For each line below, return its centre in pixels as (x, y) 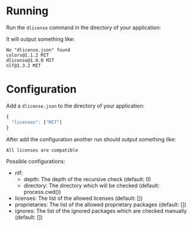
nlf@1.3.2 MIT (24, 66)
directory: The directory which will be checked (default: (91, 185)
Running (27, 11)
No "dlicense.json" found (38, 50)
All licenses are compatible (42, 150)
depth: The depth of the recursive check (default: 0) (87, 179)
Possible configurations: (36, 161)
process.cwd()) (42, 191)
